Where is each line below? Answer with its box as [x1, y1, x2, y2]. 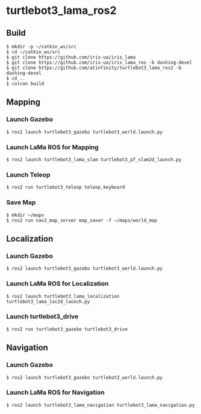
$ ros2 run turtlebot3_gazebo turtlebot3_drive [6, 326, 128, 332]
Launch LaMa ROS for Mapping [6, 143, 99, 151]
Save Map [6, 198, 36, 207]
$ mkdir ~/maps [6, 212, 45, 218]
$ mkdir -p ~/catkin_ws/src [6, 44, 77, 50]
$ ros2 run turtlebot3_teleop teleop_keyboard [6, 184, 125, 190]
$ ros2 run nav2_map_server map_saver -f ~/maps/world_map [6, 217, 158, 224]
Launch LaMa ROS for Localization [6, 279, 109, 288]
